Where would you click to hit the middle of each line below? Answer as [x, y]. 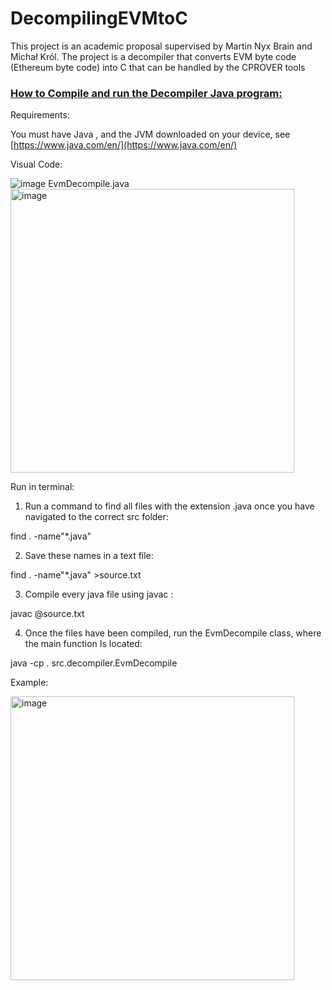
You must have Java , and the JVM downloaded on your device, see [150, 134]
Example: [29, 683]
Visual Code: [36, 164]
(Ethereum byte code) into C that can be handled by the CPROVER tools [158, 67]
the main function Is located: [83, 644]
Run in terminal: [42, 487]
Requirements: [40, 115]
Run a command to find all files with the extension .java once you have [169, 506]
